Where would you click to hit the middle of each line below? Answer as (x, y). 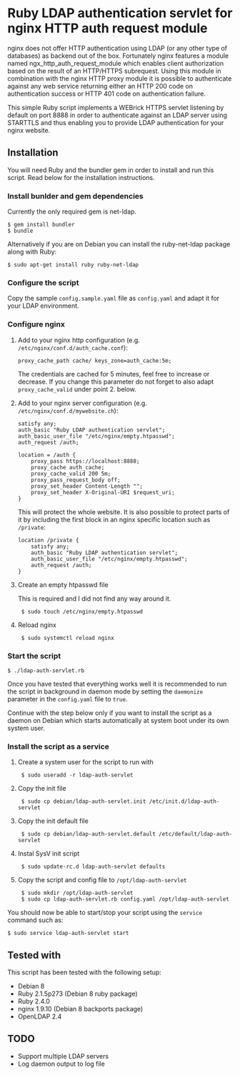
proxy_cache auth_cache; (68, 467)
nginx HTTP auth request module (107, 28)
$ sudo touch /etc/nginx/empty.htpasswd (82, 611)
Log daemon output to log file (61, 1064)
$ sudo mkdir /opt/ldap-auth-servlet (77, 893)
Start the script (34, 656)
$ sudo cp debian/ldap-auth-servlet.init (84, 801)
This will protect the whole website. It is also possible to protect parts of (124, 511)
